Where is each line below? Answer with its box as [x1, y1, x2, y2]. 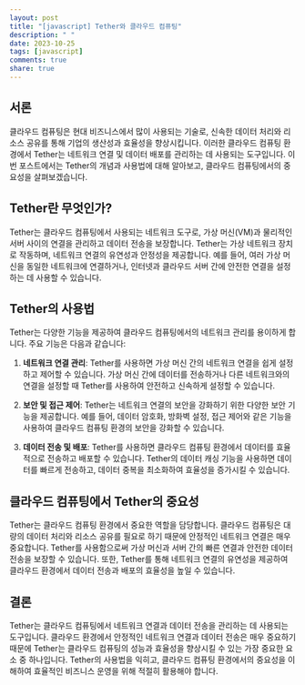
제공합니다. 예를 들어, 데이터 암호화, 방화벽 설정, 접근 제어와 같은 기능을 [39, 411, 292, 422]
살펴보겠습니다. [33, 171, 88, 182]
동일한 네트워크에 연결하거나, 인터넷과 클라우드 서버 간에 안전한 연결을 [25, 260, 275, 271]
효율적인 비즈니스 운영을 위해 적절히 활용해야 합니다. [33, 665, 219, 676]
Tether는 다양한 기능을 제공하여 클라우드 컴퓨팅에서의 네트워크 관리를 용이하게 [9, 327, 287, 337]
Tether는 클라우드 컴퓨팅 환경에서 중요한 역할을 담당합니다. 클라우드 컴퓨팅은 [9, 519, 282, 530]
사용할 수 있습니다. [36, 272, 102, 283]
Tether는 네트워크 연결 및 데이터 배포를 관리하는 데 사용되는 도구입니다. [33, 148, 287, 159]
